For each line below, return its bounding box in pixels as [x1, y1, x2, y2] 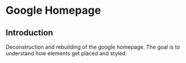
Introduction [5, 28, 54, 38]
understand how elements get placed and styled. [5, 50, 127, 57]
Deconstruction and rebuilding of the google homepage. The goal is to [5, 43, 180, 50]
